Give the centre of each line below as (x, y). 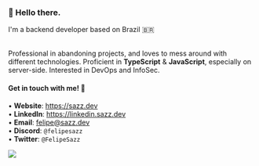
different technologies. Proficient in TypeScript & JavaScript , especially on (130, 62)
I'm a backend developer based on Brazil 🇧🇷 (81, 30)
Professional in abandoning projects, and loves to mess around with (118, 53)
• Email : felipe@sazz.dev (49, 122)
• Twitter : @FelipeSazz (44, 139)
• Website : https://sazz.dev (53, 106)
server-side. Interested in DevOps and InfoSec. (84, 70)
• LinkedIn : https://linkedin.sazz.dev (67, 114)
